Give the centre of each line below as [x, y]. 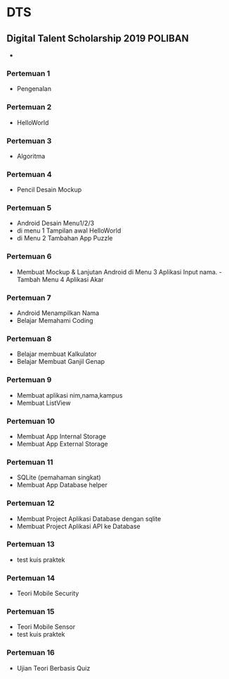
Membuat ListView [44, 403]
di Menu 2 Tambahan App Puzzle [65, 238]
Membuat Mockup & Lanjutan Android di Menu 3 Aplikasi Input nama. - [119, 271]
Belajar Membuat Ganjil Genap [61, 362]
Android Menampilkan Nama [58, 313]
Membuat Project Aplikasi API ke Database [79, 526]
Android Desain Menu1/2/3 [55, 224]
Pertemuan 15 [31, 612]
